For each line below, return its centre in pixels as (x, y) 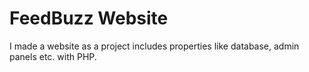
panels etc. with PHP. (53, 56)
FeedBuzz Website (89, 18)
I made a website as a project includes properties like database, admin (154, 46)
